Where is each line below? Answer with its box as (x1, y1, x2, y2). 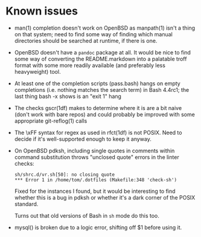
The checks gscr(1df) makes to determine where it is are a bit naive (14, 104, 182, 111)
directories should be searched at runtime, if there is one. (14, 37, 158, 44)
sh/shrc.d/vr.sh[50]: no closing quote (14, 171, 115, 178)
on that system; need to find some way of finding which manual (14, 30, 173, 37)
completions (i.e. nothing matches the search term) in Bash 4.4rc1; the (14, 86, 190, 93)
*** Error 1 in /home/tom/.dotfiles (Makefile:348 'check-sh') (14, 177, 177, 183)
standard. (14, 200, 39, 207)
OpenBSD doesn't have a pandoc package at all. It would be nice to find (14, 48, 191, 56)
